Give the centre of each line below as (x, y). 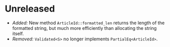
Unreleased (30, 9)
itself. (18, 33)
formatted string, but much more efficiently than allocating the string (84, 28)
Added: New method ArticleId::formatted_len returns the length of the (88, 23)
